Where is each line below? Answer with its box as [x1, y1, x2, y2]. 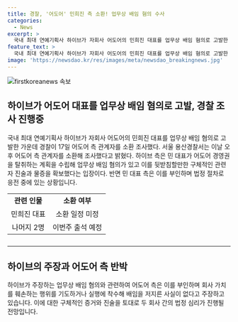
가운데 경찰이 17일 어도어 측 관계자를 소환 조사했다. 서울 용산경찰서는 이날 [20, 142, 223, 151]
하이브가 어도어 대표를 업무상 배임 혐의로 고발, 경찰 [7, 100, 215, 112]
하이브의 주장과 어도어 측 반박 [7, 260, 128, 272]
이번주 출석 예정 [52, 222, 103, 232]
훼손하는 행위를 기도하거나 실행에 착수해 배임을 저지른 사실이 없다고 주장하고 [14, 289, 225, 299]
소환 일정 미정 [55, 209, 99, 219]
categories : [7, 17, 42, 24]
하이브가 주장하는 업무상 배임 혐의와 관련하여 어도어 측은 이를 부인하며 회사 [7, 281, 214, 289]
